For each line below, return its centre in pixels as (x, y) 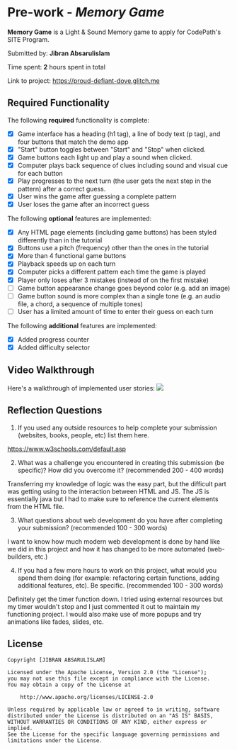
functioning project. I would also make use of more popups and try (104, 614)
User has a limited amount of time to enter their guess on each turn (115, 311)
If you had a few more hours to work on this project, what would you (117, 570)
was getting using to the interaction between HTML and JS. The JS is (109, 491)
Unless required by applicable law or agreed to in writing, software (114, 710)
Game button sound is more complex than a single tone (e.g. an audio (119, 296)
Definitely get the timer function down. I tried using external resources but (115, 599)
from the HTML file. (36, 506)
